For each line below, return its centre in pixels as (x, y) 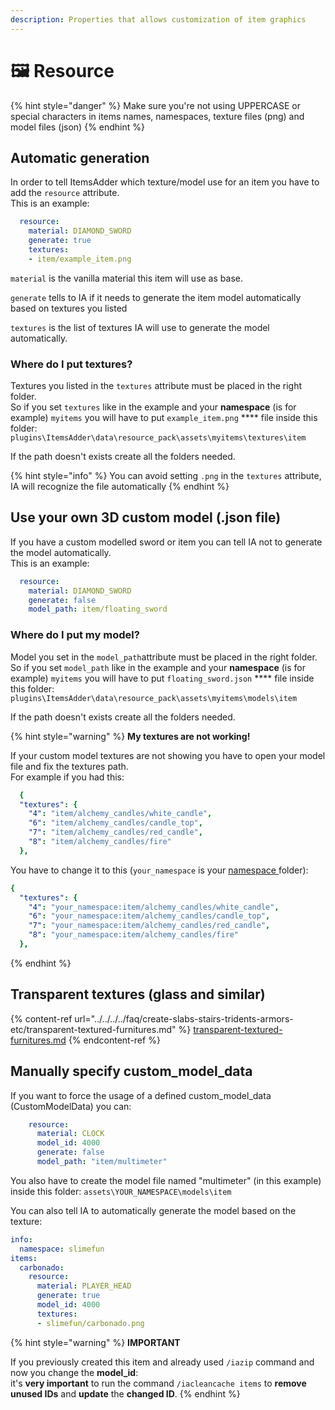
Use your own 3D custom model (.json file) (146, 517)
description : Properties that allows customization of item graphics (158, 19)
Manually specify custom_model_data (131, 1071)
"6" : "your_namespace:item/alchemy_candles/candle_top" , (149, 916)
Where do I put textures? (71, 364)
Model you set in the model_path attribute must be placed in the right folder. (164, 657)
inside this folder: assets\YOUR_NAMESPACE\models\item (121, 1191)
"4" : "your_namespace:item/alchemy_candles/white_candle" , (154, 907)
